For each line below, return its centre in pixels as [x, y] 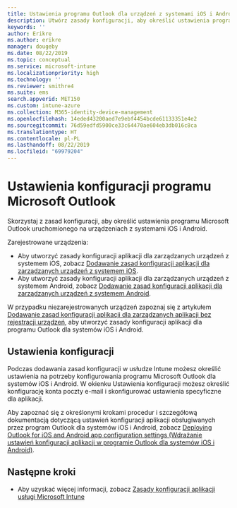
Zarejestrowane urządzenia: [48, 242]
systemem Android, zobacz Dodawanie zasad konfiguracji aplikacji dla [120, 286]
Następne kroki [42, 472]
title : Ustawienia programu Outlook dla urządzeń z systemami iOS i [110, 14]
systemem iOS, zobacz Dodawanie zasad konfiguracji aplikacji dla [114, 263]
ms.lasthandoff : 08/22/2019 [49, 145]
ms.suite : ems [28, 92]
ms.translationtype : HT [42, 132]
